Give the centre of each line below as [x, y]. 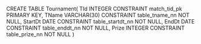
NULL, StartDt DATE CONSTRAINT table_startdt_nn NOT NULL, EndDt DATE [100, 21]
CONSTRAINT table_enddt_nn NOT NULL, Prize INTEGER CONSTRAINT [96, 28]
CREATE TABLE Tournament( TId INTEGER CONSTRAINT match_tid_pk [94, 9]
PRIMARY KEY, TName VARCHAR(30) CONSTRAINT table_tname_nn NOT [98, 15]
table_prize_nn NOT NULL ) [40, 34]
